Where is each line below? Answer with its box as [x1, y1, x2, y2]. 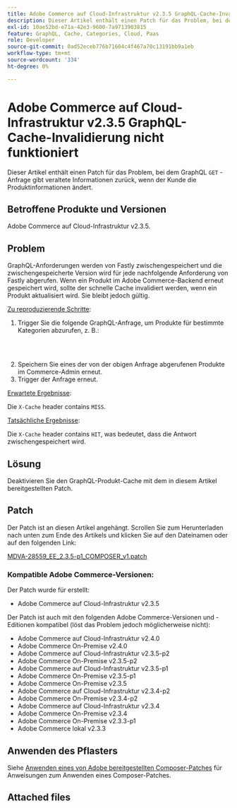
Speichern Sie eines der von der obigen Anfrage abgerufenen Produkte [17, 360, 225, 369]
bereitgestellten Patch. [7, 485, 73, 492]
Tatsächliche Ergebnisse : [7, 416, 80, 424]
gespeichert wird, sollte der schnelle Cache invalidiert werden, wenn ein [7, 284, 217, 292]
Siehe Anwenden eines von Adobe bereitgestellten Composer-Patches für [7, 764, 222, 772]
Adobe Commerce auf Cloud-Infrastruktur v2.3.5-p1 [17, 665, 169, 673]
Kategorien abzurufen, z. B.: [17, 326, 99, 335]
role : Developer [7, 37, 55, 44]
